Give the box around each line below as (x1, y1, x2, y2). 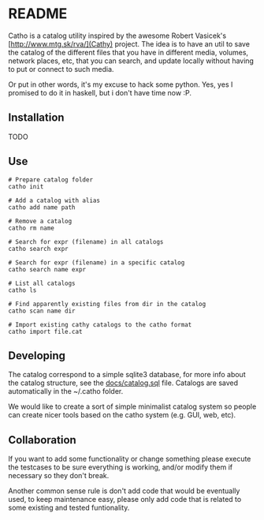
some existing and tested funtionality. (8, 503, 130, 513)
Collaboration (8, 433, 76, 447)
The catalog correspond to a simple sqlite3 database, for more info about (8, 370, 246, 380)
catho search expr (8, 245, 69, 253)
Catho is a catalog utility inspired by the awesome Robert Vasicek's (8, 31, 227, 40)
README (8, 5, 68, 23)
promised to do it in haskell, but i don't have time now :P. (8, 88, 191, 97)
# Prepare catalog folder (8, 175, 93, 184)
